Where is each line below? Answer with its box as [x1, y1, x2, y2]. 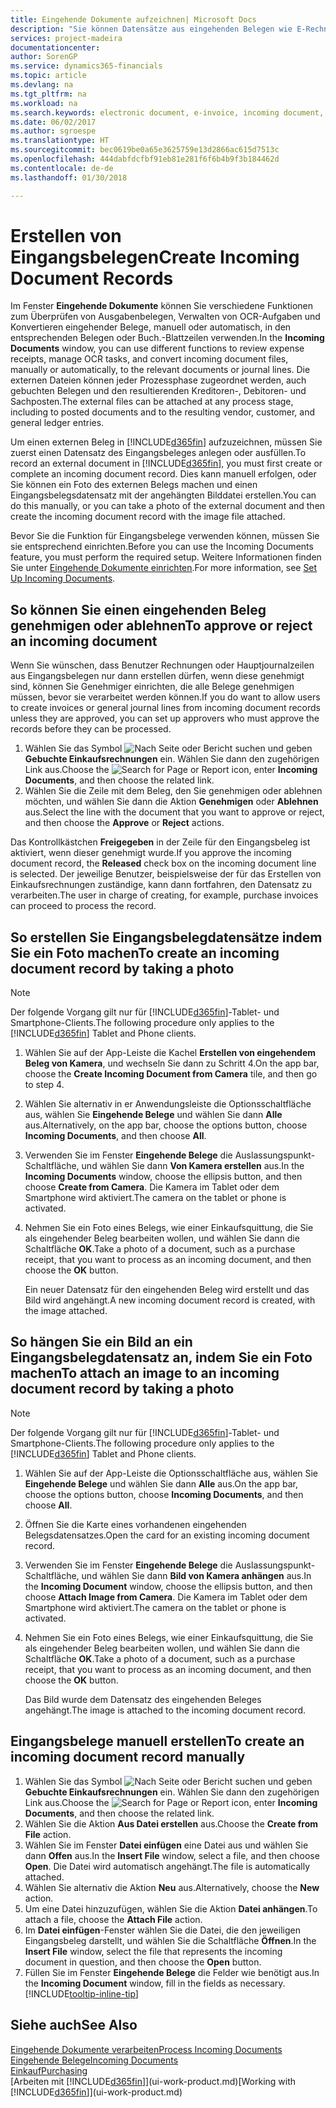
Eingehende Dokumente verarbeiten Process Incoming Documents [10, 2043, 283, 2055]
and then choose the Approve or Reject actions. [24, 817, 225, 829]
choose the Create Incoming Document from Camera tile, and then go [24, 1068, 318, 1080]
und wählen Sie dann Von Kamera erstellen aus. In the [81, 1160, 305, 1172]
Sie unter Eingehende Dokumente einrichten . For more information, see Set [10, 562, 318, 574]
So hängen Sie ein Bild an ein [10, 1334, 193, 1351]
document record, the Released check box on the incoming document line [10, 857, 317, 870]
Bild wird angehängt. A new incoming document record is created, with [24, 1294, 316, 1306]
